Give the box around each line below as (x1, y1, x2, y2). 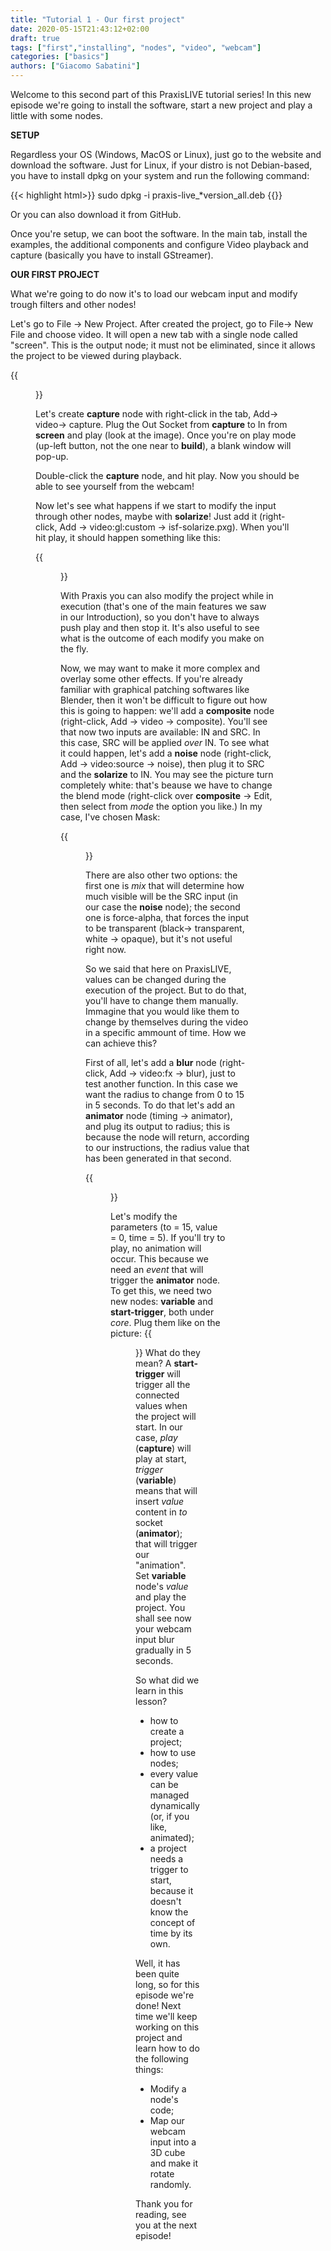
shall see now (135, 1612, 192, 1624)
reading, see (135, 2209, 187, 2220)
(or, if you (149, 1811, 190, 1822)
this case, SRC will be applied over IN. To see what (60, 737, 270, 748)
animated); (149, 1832, 195, 1843)
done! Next (135, 2000, 182, 2011)
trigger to (149, 1864, 189, 1875)
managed (149, 1789, 190, 1801)
